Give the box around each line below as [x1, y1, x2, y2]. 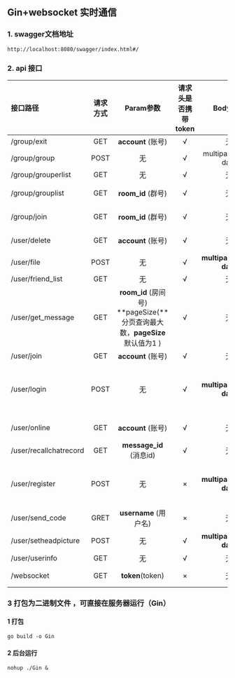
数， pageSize [120, 328, 166, 338]
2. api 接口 [7, 63, 43, 73]
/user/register [10, 478, 56, 488]
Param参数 [124, 103, 161, 113]
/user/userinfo [10, 553, 58, 562]
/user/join [10, 351, 43, 361]
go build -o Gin [7, 633, 55, 640]
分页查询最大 [121, 317, 164, 327]
